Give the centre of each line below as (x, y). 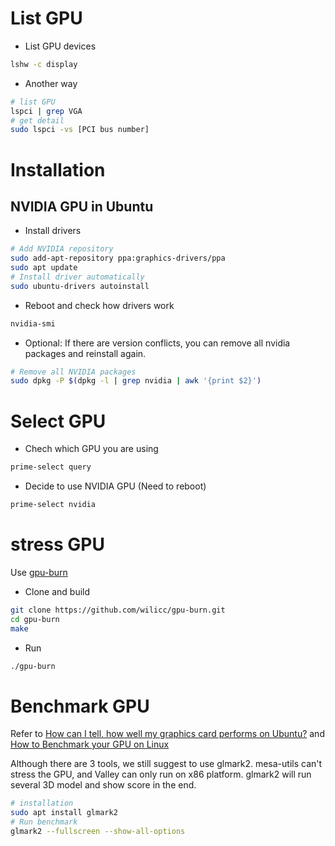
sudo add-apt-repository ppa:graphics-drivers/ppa (118, 258)
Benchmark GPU (80, 706)
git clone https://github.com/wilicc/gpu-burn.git (118, 610)
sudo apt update (44, 268)
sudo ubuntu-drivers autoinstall (80, 286)
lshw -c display (44, 64)
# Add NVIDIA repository (62, 249)
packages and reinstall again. (85, 353)
